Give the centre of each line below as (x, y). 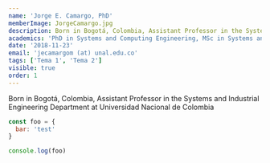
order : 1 (23, 75)
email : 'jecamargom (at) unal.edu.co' (73, 53)
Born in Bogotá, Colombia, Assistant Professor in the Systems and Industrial (134, 98)
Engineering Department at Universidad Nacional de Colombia (111, 107)
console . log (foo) (37, 151)
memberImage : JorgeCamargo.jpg (61, 23)
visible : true (32, 68)
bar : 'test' (36, 129)
